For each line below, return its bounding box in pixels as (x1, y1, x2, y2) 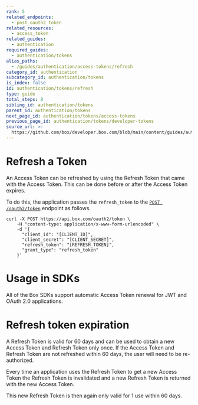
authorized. (6, 357, 34, 364)
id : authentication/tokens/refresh (6, 86, 94, 92)
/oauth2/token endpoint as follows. (6, 204, 91, 211)
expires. (6, 187, 26, 194)
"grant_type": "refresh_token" (21, 247, 99, 253)
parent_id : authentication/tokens (6, 107, 91, 113)
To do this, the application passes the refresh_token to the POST (6, 198, 160, 205)
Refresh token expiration (6, 318, 130, 331)
